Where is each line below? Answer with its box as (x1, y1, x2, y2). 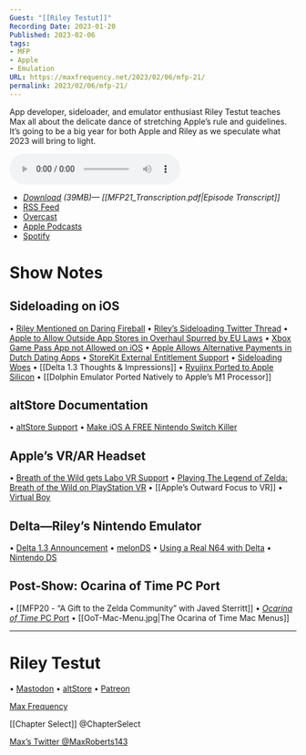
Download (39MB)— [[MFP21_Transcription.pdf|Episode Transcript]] (22, 191, 280, 202)
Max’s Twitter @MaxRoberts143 (9, 736, 128, 747)
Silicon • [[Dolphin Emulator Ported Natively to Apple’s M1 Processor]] (9, 371, 271, 382)
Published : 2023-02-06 (9, 30, 96, 39)
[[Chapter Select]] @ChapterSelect (9, 718, 141, 729)
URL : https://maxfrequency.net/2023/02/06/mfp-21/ (9, 73, 206, 82)
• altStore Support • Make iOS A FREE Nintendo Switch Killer (9, 421, 238, 433)
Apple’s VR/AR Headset (9, 448, 147, 463)
